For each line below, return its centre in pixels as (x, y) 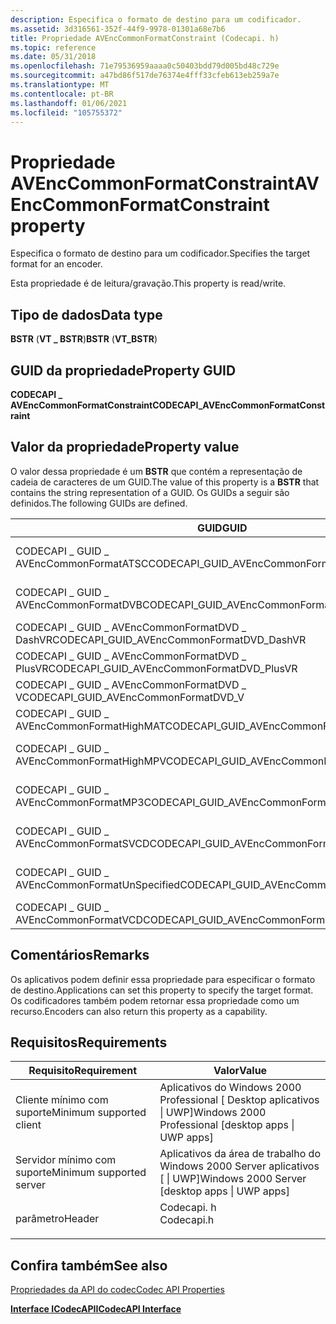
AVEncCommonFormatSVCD (82, 843)
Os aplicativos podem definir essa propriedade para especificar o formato (163, 979)
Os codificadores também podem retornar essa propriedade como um (155, 1000)
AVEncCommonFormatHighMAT (90, 726)
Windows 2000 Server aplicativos (239, 1166)
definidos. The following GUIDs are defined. (99, 503)
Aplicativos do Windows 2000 (230, 1088)
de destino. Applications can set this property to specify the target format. (162, 990)
